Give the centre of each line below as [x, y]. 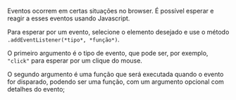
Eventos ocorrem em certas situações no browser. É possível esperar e [111, 11]
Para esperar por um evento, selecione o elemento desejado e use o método [118, 32]
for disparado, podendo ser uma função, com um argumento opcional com [116, 82]
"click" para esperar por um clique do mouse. [75, 61]
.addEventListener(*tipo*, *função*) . [63, 39]
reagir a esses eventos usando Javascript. [69, 18]
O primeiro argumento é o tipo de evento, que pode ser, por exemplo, [108, 53]
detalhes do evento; [36, 89]
